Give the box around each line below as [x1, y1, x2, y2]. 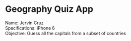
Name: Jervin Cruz [5, 20, 44, 26]
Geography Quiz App [5, 3, 93, 15]
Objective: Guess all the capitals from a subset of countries [5, 30, 127, 36]
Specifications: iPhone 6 [5, 25, 55, 31]
